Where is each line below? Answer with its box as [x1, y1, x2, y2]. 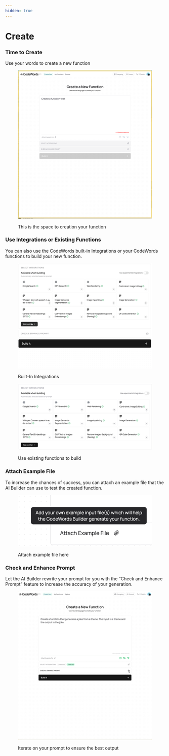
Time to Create [5, 49, 43, 56]
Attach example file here [18, 552, 69, 558]
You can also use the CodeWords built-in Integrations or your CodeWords [5, 248, 158, 254]
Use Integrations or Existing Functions [5, 236, 101, 243]
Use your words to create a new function [5, 60, 91, 66]
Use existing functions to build [18, 455, 81, 461]
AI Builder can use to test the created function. [5, 485, 103, 491]
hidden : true [5, 8, 33, 13]
